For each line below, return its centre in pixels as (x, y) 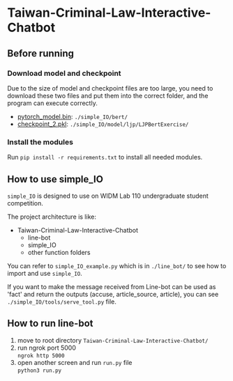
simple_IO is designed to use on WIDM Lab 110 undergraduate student (108, 196)
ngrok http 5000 (41, 356)
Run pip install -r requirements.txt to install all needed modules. (105, 157)
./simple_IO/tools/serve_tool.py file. (62, 302)
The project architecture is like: (52, 217)
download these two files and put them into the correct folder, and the (108, 95)
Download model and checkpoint (64, 73)
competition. (25, 203)
